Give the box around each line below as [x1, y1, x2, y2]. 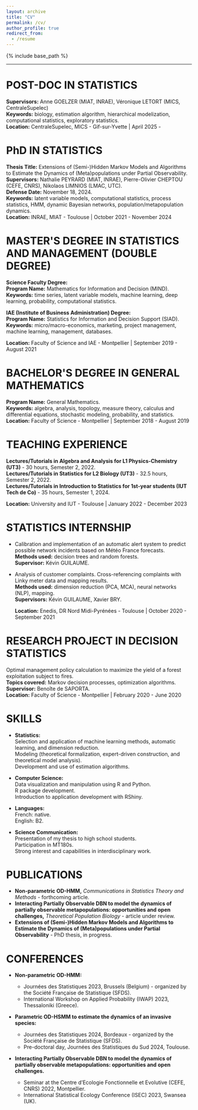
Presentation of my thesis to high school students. [14, 835, 137, 842]
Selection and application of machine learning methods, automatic [14, 737, 176, 745]
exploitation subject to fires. [6, 672, 74, 680]
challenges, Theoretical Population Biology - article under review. [14, 913, 176, 920]
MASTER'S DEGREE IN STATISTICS [6, 234, 180, 248]
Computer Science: [14, 774, 64, 781]
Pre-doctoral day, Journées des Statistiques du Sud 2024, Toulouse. [23, 1043, 190, 1051]
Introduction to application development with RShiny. [14, 793, 143, 800]
